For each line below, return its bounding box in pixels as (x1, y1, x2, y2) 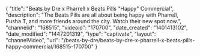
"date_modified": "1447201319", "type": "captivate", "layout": (5, 30, 156, 38)
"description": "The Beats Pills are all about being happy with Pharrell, (5, 11, 178, 18)
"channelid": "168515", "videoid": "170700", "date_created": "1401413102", (5, 24, 188, 31)
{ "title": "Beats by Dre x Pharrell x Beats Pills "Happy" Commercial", (5, 5, 174, 12)
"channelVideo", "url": (5, 37, 61, 43)
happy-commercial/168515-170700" (5, 43, 94, 50)
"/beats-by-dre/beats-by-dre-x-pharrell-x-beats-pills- (61, 37, 195, 43)
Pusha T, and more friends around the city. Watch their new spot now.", (5, 18, 181, 24)
